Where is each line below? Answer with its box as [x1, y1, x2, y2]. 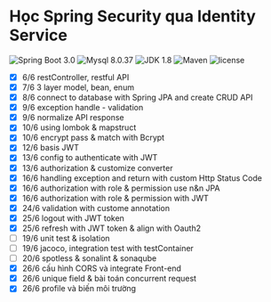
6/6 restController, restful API [21, 71, 130, 82]
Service [9, 25, 68, 45]
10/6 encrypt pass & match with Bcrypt [21, 132, 165, 143]
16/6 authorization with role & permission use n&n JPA [21, 183, 220, 193]
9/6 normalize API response [21, 112, 124, 123]
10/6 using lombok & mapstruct [21, 122, 137, 133]
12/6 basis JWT [21, 143, 80, 153]
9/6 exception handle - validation [21, 102, 144, 113]
